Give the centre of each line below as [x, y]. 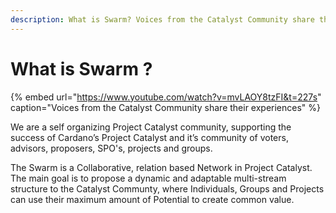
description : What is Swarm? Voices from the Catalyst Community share [162, 19]
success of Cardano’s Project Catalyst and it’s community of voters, [149, 137]
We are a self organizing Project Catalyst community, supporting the [151, 127]
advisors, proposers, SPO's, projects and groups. [111, 148]
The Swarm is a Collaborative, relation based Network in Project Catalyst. [161, 167]
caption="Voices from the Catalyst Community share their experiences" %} [166, 107]
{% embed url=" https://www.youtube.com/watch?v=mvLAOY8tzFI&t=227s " [166, 97]
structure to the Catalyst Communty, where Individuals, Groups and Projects [167, 188]
